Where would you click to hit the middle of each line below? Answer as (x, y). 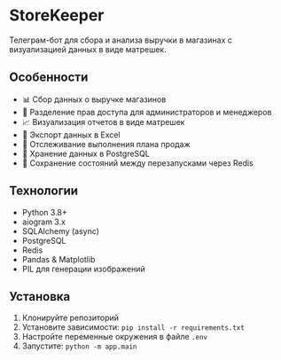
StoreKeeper (57, 16)
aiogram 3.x (44, 222)
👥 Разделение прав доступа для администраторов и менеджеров (147, 112)
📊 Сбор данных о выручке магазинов (94, 99)
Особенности (49, 78)
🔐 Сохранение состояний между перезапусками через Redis (138, 163)
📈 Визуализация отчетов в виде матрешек (103, 121)
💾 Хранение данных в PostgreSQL (86, 153)
